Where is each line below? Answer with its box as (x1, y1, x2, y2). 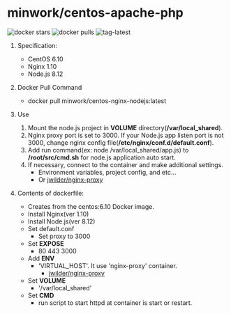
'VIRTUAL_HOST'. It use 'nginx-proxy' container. (38, 261, 178, 269)
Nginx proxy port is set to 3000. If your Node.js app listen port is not (27, 131, 225, 139)
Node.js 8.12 (27, 70, 64, 78)
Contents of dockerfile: (17, 189, 84, 197)
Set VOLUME (27, 276, 66, 285)
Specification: (17, 41, 58, 49)
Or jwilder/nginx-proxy (38, 175, 103, 184)
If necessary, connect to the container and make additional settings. (27, 160, 223, 168)
